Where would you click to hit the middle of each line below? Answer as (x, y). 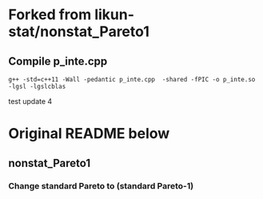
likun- (114, 15)
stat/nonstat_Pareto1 (79, 32)
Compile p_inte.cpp (58, 61)
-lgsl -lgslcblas (37, 86)
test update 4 (30, 101)
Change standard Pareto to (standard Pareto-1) (101, 185)
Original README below (89, 134)
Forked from (50, 15)
